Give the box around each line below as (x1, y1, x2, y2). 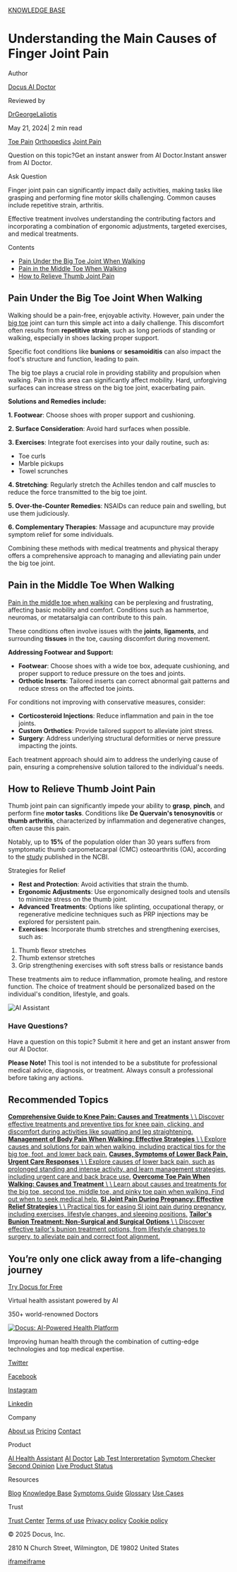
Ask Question (8, 172, 47, 181)
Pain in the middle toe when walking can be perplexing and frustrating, (8, 598, 214, 606)
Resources (8, 1475, 39, 1484)
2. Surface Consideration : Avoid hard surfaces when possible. (8, 424, 191, 433)
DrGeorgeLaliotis (8, 109, 57, 119)
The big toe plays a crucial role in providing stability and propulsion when (8, 368, 221, 377)
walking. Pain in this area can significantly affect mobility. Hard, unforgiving (8, 375, 227, 384)
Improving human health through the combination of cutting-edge (8, 1337, 200, 1346)
